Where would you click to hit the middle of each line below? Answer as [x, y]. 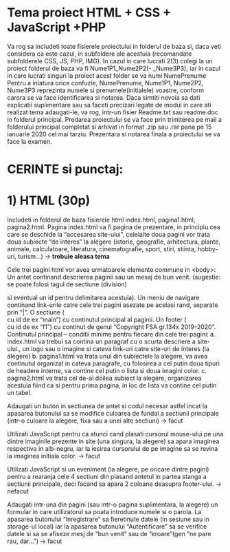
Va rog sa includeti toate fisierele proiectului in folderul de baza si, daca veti [114, 46]
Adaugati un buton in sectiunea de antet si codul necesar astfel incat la [107, 406]
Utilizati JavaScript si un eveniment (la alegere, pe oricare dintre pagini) [108, 469]
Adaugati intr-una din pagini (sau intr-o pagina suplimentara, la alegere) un [113, 505]
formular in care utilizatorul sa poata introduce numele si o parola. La [104, 512]
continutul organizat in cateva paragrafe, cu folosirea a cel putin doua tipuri [113, 363]
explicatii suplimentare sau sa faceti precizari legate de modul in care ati [109, 105]
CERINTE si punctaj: [65, 169]
